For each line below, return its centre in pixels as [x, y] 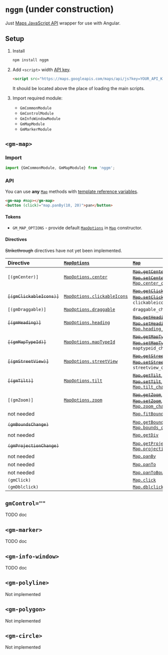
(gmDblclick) [23, 487]
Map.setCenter [149, 278]
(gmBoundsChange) [28, 424]
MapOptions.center [85, 277]
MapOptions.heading [87, 322]
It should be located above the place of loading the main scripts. [78, 88]
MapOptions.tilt [83, 380]
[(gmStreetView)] [28, 361]
